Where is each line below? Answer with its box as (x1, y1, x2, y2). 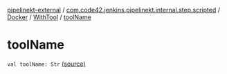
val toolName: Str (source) (7, 60, 86, 68)
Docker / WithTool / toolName (7, 13, 91, 21)
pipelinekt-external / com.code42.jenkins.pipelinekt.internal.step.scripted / (7, 6, 220, 14)
